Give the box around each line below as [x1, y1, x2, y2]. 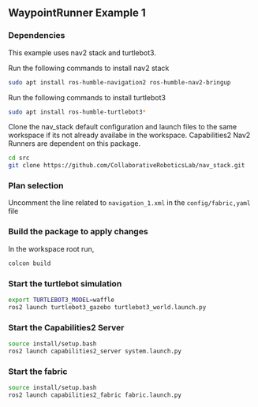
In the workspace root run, [8, 244, 95, 253]
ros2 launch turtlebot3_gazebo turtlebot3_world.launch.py [8, 303, 207, 311]
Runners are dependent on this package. [8, 139, 140, 148]
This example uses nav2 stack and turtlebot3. [8, 47, 156, 58]
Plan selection [8, 181, 64, 192]
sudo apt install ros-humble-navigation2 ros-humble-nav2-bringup [8, 78, 231, 86]
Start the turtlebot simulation [8, 278, 122, 289]
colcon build [8, 260, 51, 267]
